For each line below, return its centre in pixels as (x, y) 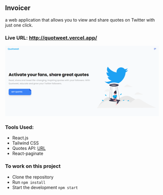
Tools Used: (20, 127)
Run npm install (29, 182)
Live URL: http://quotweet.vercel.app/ (51, 38)
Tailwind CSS (25, 143)
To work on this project (33, 166)
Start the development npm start (45, 187)
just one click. (19, 25)
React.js (20, 138)
